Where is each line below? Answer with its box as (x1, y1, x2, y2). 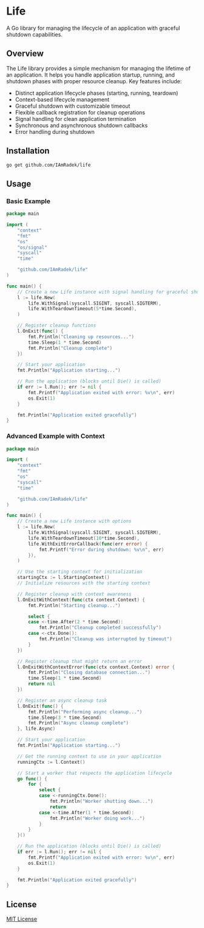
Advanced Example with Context (6, 432, 105, 440)
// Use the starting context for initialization (17, 569, 143, 575)
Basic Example (6, 196, 50, 205)
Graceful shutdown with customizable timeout (15, 102, 131, 109)
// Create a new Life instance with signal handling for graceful (17, 289, 189, 295)
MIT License (6, 915, 38, 923)
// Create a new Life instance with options (17, 518, 132, 524)
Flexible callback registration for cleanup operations (15, 108, 146, 116)
